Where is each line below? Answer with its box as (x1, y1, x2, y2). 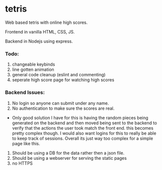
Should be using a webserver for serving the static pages (12, 155, 127, 161)
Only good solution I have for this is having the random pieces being (12, 115, 149, 120)
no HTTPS (12, 160, 33, 166)
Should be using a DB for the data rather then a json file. (12, 150, 125, 156)
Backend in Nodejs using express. (5, 38, 73, 44)
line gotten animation (12, 67, 54, 72)
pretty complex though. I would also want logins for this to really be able (12, 130, 157, 136)
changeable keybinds (12, 62, 55, 68)
